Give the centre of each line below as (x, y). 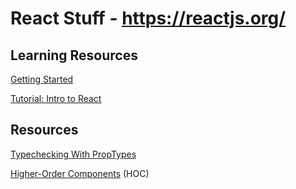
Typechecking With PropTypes (73, 154)
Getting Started (42, 79)
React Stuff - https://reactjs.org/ (148, 18)
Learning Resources (74, 55)
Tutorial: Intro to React (56, 98)
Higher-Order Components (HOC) (80, 173)
